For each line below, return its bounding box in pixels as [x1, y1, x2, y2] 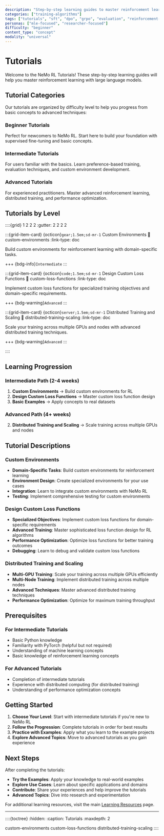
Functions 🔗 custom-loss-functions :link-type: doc [5, 276, 106, 282]
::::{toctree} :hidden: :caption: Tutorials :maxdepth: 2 [5, 816, 110, 822]
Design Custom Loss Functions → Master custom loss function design [12, 394, 155, 400]
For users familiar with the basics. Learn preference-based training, [5, 161, 141, 167]
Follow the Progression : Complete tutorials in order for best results [12, 724, 148, 730]
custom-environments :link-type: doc [5, 237, 80, 243]
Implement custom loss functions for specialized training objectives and [5, 285, 150, 291]
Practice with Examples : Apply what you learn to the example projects [12, 729, 155, 735]
